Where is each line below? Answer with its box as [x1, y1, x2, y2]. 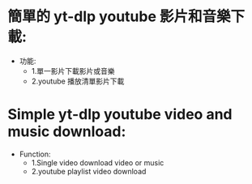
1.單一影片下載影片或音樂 [31, 66, 115, 75]
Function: [19, 149, 51, 159]
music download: [7, 122, 126, 141]
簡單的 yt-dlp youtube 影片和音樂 [7, 7, 231, 26]
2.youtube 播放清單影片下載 [31, 76, 125, 86]
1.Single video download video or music [31, 157, 164, 167]
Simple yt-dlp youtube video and [7, 105, 233, 124]
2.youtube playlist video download [31, 166, 147, 176]
